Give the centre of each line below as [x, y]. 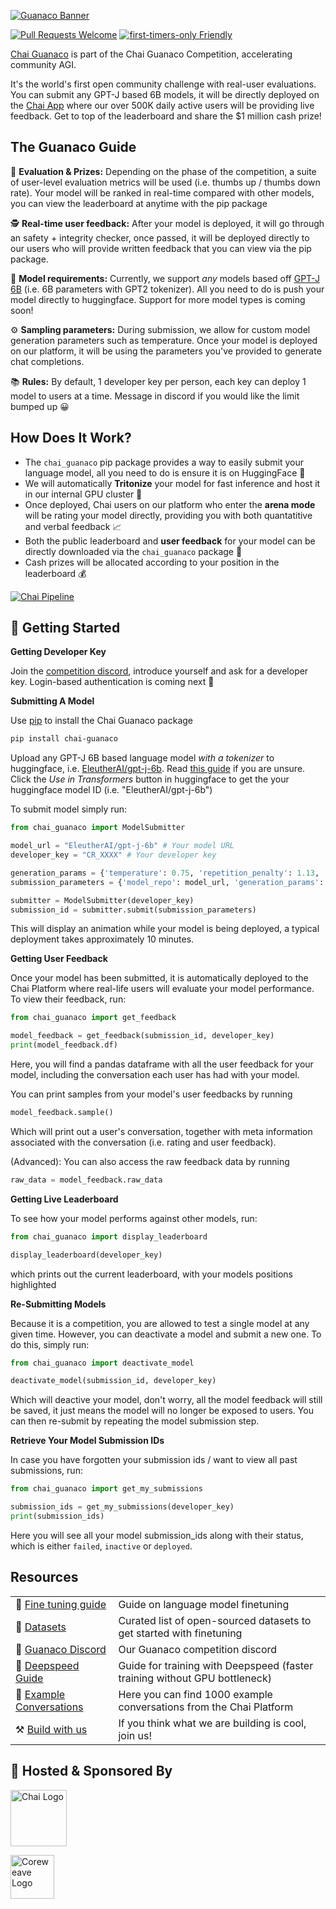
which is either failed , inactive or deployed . [101, 1546]
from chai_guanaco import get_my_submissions [106, 1489]
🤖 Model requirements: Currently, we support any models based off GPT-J [165, 278]
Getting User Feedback [59, 959]
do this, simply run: [50, 1344]
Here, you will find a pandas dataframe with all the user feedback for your [162, 1064]
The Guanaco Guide [73, 147]
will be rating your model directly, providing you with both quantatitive [168, 515]
